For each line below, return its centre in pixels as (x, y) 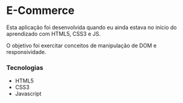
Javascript (28, 94)
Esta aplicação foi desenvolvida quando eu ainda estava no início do (91, 27)
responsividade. (26, 51)
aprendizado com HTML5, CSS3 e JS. (54, 33)
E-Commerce (40, 11)
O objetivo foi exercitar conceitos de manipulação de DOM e (82, 45)
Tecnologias (25, 67)
